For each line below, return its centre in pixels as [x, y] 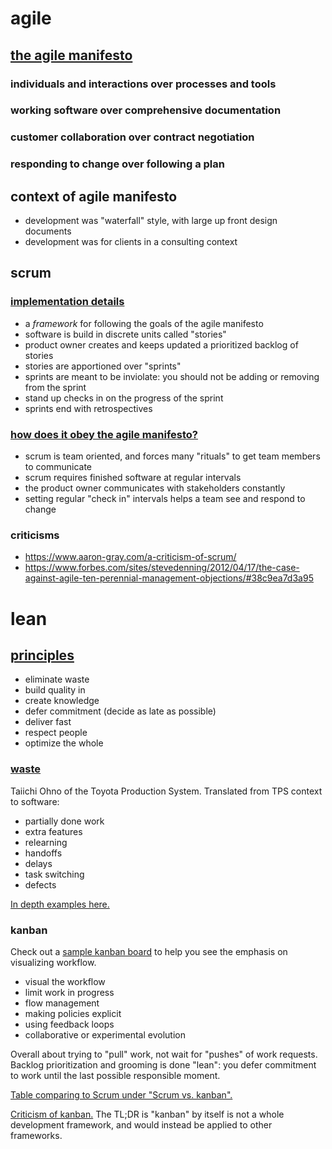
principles [42, 655]
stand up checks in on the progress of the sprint [124, 398]
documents [48, 231]
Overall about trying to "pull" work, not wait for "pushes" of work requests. [164, 1054]
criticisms [35, 535]
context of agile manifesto [94, 196]
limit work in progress [69, 992]
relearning [46, 842]
